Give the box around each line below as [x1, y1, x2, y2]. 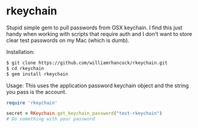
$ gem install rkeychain [6, 71, 68, 77]
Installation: [6, 48, 35, 55]
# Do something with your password [6, 116, 95, 122]
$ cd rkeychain [6, 65, 44, 71]
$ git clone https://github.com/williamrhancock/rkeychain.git [6, 60, 168, 66]
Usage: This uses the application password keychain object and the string [6, 82, 189, 89]
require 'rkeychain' [6, 100, 58, 106]
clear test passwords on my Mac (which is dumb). [6, 36, 130, 44]
